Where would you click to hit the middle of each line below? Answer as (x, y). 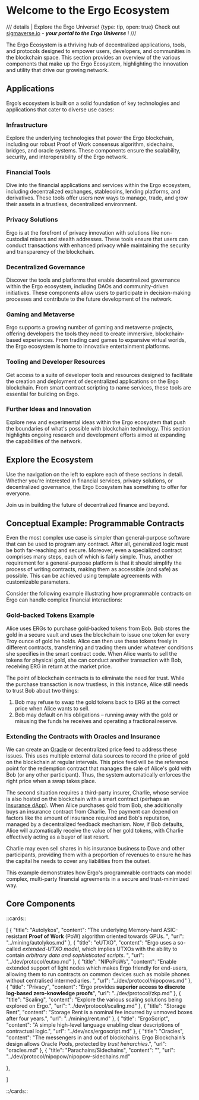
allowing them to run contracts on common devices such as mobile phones (98, 974)
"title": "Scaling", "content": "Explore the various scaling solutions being (94, 999)
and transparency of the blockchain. (50, 251)
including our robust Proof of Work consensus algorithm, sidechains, (90, 144)
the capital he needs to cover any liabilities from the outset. (79, 861)
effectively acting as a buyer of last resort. (58, 837)
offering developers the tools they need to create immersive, (80, 334)
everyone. (18, 493)
